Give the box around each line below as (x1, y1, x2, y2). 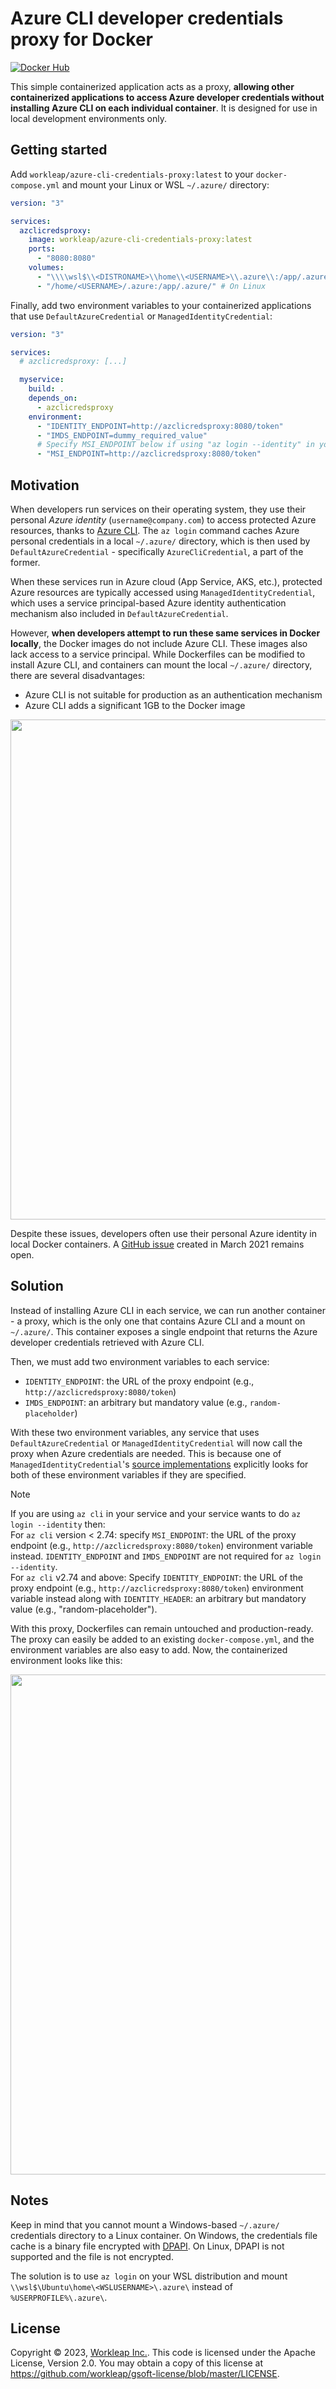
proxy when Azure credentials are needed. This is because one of (10, 1447, 282, 1459)
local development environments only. (10, 112, 167, 124)
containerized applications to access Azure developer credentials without (10, 91, 325, 103)
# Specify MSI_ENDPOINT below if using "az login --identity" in (36, 440, 315, 450)
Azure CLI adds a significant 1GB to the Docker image (24, 699, 246, 711)
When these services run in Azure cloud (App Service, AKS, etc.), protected (10, 575, 323, 587)
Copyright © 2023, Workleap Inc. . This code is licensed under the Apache (10, 2347, 316, 2359)
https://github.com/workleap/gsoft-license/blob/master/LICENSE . (10, 2368, 280, 2380)
